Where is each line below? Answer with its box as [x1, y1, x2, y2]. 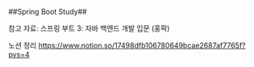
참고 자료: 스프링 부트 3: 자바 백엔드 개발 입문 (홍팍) [8, 23, 170, 33]
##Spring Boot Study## [8, 7, 87, 16]
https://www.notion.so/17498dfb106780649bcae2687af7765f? [38, 40, 246, 50]
